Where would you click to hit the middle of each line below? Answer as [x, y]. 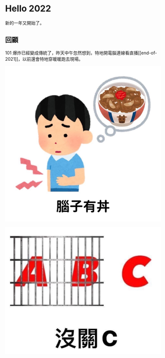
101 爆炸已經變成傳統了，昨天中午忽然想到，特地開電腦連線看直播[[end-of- [81, 53]
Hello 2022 [28, 9]
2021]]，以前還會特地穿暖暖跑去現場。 [44, 59]
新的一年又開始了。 [25, 23]
